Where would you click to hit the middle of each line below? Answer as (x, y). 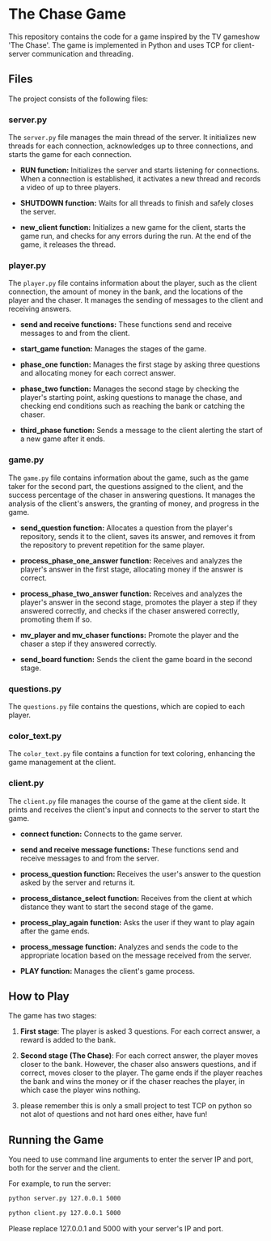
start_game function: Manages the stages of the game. (113, 349)
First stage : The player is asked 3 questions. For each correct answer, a (140, 1031)
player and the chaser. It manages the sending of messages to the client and (136, 300)
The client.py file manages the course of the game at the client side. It (127, 801)
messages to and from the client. (75, 334)
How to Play (39, 996)
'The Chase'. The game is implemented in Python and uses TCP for (120, 45)
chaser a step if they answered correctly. (89, 644)
